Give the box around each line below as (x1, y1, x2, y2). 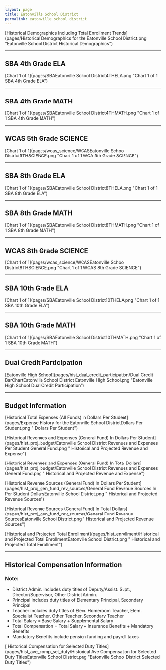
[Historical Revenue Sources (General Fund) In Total (5, 506, 111, 512)
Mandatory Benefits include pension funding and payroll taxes (12, 634, 139, 640)
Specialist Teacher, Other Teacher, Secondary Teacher (12, 613, 124, 619)
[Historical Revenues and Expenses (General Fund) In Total (5, 460, 125, 466)
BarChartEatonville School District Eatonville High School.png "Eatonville (5, 377, 153, 383)
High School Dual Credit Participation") (5, 382, 84, 388)
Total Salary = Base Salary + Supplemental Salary (12, 618, 114, 624)
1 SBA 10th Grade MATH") (5, 340, 58, 346)
